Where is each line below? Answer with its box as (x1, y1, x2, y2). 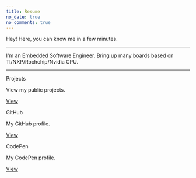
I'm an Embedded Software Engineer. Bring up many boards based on (6, 52, 174, 59)
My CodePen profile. (6, 154, 56, 161)
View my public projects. (6, 86, 65, 93)
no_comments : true (6, 19, 51, 25)
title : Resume (6, 8, 41, 15)
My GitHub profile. (6, 120, 51, 127)
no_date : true (6, 14, 41, 20)
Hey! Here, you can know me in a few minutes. (6, 36, 118, 43)
